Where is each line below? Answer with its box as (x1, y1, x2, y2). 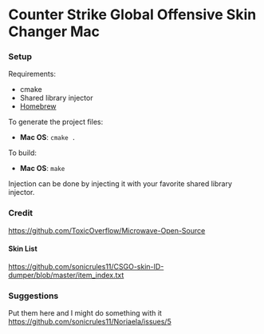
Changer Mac (8, 22, 100, 41)
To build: (8, 148, 37, 157)
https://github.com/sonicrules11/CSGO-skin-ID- (8, 261, 164, 271)
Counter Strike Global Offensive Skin (8, 6, 257, 24)
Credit (8, 208, 33, 219)
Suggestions (8, 290, 59, 301)
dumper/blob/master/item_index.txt (8, 270, 124, 280)
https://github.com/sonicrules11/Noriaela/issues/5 (8, 317, 171, 327)
